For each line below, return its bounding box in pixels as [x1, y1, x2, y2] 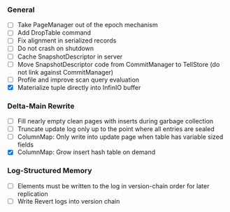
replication [17, 190, 48, 198]
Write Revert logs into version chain [17, 197, 120, 205]
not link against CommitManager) [17, 68, 114, 76]
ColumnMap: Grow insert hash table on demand [17, 148, 156, 156]
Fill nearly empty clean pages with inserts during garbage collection [17, 117, 214, 126]
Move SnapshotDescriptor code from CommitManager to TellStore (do [17, 60, 220, 68]
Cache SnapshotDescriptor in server [17, 52, 123, 61]
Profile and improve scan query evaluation [17, 75, 140, 84]
